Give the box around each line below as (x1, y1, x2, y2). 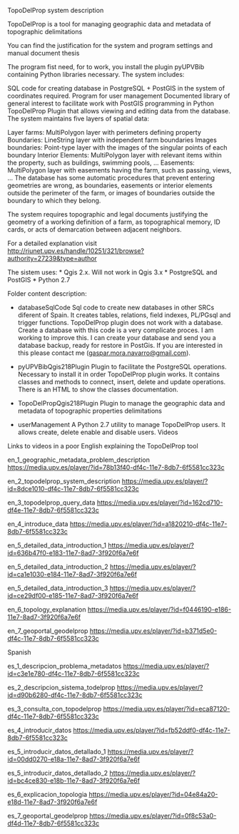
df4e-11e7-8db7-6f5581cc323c (7, 506, 100, 514)
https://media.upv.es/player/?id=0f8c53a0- (88, 812, 217, 820)
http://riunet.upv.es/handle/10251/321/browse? (7, 247, 145, 255)
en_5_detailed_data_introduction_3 (7, 584, 108, 592)
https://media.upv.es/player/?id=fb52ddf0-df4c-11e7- (73, 726, 230, 734)
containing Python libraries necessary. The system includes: (7, 71, 185, 78)
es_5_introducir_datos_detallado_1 (7, 748, 106, 756)
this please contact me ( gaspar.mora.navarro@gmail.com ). (17, 349, 191, 357)
